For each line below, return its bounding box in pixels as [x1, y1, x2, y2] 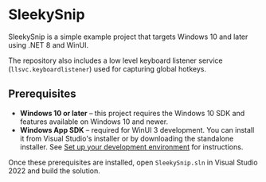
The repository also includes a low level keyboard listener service [8, 56, 223, 65]
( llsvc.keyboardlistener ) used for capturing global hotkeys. [8, 64, 207, 73]
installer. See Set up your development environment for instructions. [19, 141, 244, 152]
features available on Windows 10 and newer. [19, 117, 169, 126]
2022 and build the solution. [8, 165, 101, 176]
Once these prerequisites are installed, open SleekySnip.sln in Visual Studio [8, 157, 258, 167]
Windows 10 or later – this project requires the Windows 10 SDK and [19, 108, 245, 118]
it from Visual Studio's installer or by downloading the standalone [19, 134, 234, 143]
